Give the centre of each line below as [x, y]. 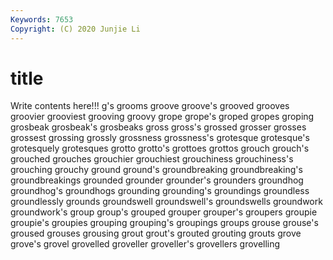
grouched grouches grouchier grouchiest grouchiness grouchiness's [152, 159]
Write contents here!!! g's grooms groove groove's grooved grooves [150, 106]
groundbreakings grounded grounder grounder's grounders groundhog [157, 180]
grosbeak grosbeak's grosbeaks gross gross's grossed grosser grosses [158, 127]
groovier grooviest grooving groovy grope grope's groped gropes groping [162, 117]
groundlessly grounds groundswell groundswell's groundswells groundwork [166, 202]
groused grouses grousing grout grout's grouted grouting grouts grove [156, 233]
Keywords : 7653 [42, 19]
